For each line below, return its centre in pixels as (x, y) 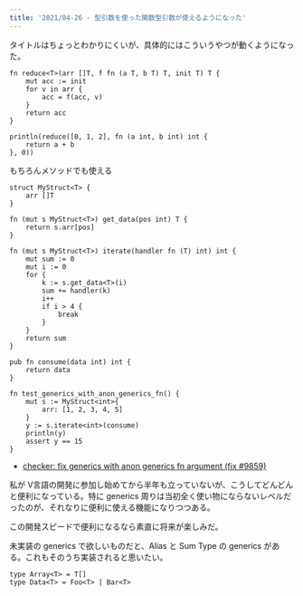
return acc (46, 113)
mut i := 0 (46, 267)
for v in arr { (54, 89)
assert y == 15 (54, 441)
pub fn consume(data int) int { (70, 362)
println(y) (46, 433)
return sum (46, 338)
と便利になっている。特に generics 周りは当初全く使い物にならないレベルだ (151, 495)
